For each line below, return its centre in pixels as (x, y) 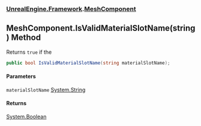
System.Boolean (26, 117)
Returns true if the (29, 52)
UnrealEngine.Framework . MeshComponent (71, 9)
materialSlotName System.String (46, 90)
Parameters (21, 76)
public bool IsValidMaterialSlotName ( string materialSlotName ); (88, 63)
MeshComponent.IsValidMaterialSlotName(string (101, 28)
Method (26, 38)
